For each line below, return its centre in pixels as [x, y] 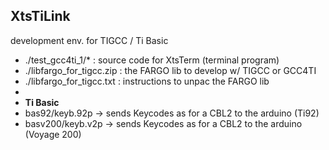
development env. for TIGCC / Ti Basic [89, 40]
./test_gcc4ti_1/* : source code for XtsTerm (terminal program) [152, 60]
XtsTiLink [40, 16]
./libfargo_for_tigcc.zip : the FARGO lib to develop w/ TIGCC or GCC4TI [170, 70]
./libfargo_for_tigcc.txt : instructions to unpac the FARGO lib [147, 81]
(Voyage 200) [53, 134]
